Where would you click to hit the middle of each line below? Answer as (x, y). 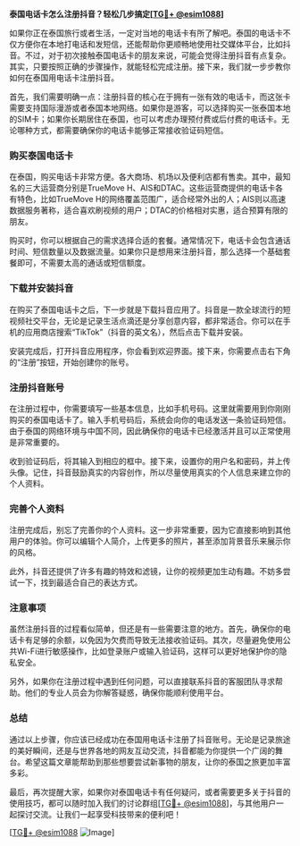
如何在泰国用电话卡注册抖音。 (64, 78)
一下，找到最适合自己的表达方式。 (79, 583)
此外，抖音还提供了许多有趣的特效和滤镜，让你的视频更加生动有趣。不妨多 (146, 571)
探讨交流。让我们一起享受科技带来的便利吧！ (99, 814)
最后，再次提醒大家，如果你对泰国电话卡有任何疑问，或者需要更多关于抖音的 (150, 791)
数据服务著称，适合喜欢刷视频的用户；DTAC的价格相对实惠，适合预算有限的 (149, 210)
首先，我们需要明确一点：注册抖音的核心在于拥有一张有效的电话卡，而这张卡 (150, 97)
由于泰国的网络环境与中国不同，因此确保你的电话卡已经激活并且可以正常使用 (150, 431)
